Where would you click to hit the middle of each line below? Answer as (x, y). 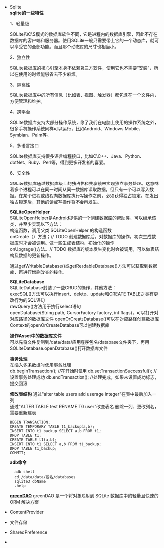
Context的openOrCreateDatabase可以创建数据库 (60, 325)
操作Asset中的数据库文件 (36, 336)
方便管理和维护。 (27, 101)
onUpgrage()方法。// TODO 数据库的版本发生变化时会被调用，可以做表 (82, 249)
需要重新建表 (23, 413)
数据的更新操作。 (36, 255)
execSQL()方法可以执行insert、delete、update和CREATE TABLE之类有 (82, 294)
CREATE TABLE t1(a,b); (33, 440)
